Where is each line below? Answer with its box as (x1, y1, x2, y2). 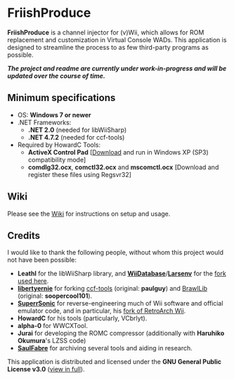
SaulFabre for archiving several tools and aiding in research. (17, 344, 193, 353)
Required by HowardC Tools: (17, 140, 101, 149)
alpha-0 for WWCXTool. (17, 322, 88, 330)
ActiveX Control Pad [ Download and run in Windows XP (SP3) (27, 148, 209, 156)
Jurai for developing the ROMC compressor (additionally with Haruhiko (17, 329, 225, 338)
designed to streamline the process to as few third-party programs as (7, 43, 209, 51)
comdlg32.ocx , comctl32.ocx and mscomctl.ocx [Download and (27, 163, 219, 171)
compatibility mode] (27, 155, 86, 164)
